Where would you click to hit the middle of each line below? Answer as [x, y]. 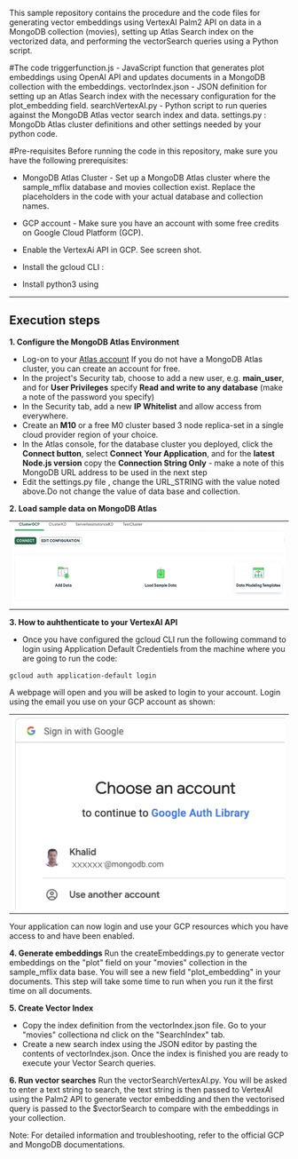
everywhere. [45, 416]
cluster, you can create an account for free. [101, 369]
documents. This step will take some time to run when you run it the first [141, 981]
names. [35, 206]
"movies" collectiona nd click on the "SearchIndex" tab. [124, 1035]
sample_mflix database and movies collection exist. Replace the [138, 187]
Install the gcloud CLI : [63, 267]
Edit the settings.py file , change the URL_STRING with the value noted [151, 481]
